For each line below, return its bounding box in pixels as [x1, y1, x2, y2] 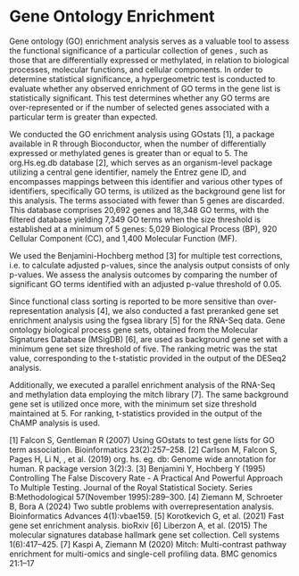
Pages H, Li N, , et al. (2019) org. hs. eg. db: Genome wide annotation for [9, 453, 277, 465]
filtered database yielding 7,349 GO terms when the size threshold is [9, 214, 262, 225]
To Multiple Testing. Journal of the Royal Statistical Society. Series [9, 481, 253, 492]
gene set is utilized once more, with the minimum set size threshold [9, 399, 257, 409]
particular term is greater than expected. [9, 111, 158, 122]
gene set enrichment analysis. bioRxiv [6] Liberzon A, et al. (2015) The [9, 520, 268, 531]
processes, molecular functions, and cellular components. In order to [9, 64, 263, 75]
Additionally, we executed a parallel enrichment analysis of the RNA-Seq [9, 379, 276, 390]
